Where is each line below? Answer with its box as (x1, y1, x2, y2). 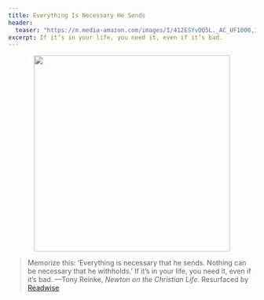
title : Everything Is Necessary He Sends (8, 11, 146, 20)
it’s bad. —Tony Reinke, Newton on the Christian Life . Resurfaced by (27, 275, 249, 284)
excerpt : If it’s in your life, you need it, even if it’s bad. (8, 33, 223, 42)
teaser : (15, 26, 41, 34)
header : (8, 19, 34, 27)
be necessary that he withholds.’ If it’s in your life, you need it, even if (27, 266, 251, 276)
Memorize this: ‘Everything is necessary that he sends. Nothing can (27, 258, 247, 268)
